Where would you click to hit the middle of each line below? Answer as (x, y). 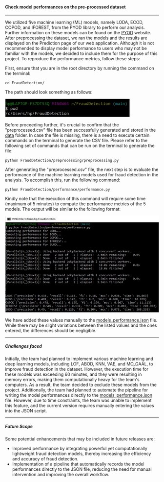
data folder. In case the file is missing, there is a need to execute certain (77, 135)
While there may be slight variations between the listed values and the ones (81, 325)
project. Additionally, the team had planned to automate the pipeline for (76, 390)
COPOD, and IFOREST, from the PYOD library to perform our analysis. (75, 27)
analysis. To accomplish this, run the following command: (63, 180)
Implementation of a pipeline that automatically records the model (78, 464)
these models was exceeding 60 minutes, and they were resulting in (73, 374)
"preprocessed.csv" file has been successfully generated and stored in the (81, 130)
